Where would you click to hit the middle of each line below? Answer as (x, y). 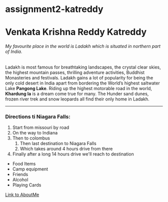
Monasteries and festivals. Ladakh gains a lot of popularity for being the (79, 77)
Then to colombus (31, 138)
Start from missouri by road (41, 127)
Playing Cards (27, 185)
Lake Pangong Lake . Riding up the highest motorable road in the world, (79, 88)
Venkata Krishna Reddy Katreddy (76, 32)
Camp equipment (30, 169)
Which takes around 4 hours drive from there (66, 148)
